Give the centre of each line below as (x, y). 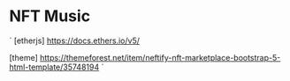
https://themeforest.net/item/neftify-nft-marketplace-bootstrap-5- (160, 57)
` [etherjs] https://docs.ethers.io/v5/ (74, 40)
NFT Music (50, 16)
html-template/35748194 (54, 67)
